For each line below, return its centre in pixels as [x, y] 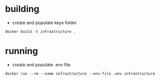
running [22, 51]
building [22, 9]
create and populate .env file [41, 64]
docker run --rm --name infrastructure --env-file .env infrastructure [80, 74]
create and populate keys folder [45, 23]
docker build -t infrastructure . [41, 31]
